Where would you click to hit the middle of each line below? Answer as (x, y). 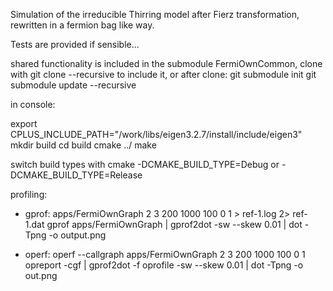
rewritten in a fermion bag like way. (82, 25)
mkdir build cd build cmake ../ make (83, 145)
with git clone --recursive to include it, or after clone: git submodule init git (163, 74)
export (24, 123)
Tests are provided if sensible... (75, 44)
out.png (41, 275)
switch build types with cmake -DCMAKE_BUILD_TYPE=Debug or (145, 164)
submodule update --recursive (73, 85)
